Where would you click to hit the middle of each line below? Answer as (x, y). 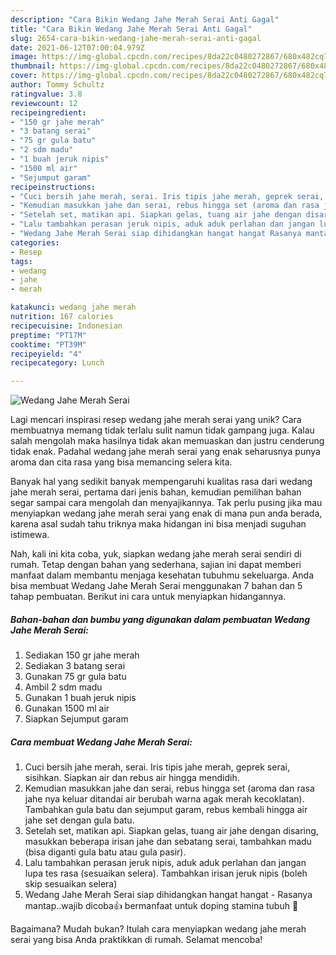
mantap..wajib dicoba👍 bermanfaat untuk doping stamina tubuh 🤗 (161, 906)
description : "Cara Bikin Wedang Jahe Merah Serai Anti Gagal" (145, 19)
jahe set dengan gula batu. (79, 820)
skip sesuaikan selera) (71, 884)
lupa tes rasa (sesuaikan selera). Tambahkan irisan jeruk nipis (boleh (166, 873)
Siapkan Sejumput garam (76, 719)
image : (24, 57)
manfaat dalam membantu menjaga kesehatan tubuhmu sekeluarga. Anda (162, 575)
